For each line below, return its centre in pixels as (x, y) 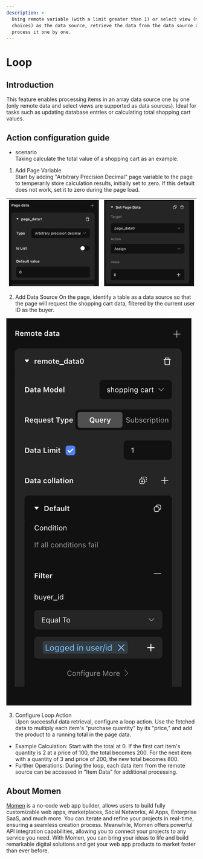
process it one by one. (41, 32)
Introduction (30, 85)
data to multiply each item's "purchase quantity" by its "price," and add (104, 728)
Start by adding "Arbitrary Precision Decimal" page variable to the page (104, 177)
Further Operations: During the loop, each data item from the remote (100, 766)
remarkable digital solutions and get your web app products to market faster (101, 844)
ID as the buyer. (34, 310)
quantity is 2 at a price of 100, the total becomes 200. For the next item (103, 753)
